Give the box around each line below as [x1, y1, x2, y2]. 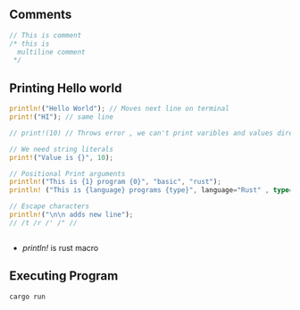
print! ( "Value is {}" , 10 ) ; [9, 153, 114, 162]
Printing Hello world [9, 80, 122, 96]
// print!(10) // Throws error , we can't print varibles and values [9, 129, 274, 138]
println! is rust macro [21, 242, 99, 253]
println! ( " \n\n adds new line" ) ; [9, 210, 134, 219]
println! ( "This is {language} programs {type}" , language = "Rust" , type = [9, 186, 294, 195]
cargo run [9, 292, 46, 301]
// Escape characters [9, 202, 90, 211]
